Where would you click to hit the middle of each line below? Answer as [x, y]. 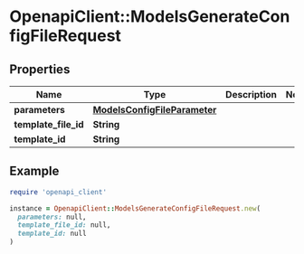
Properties [40, 69]
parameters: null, [52, 217]
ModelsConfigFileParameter [155, 110]
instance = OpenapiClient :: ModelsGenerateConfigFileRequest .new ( [135, 208]
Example [34, 171]
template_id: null [52, 234]
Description [252, 94]
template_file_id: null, [64, 225]
